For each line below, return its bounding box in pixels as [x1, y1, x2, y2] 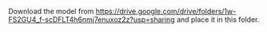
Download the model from [8, 7, 94, 16]
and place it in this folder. [176, 15, 260, 24]
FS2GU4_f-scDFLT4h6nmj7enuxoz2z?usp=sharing [8, 15, 175, 24]
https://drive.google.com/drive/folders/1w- [95, 7, 237, 16]
